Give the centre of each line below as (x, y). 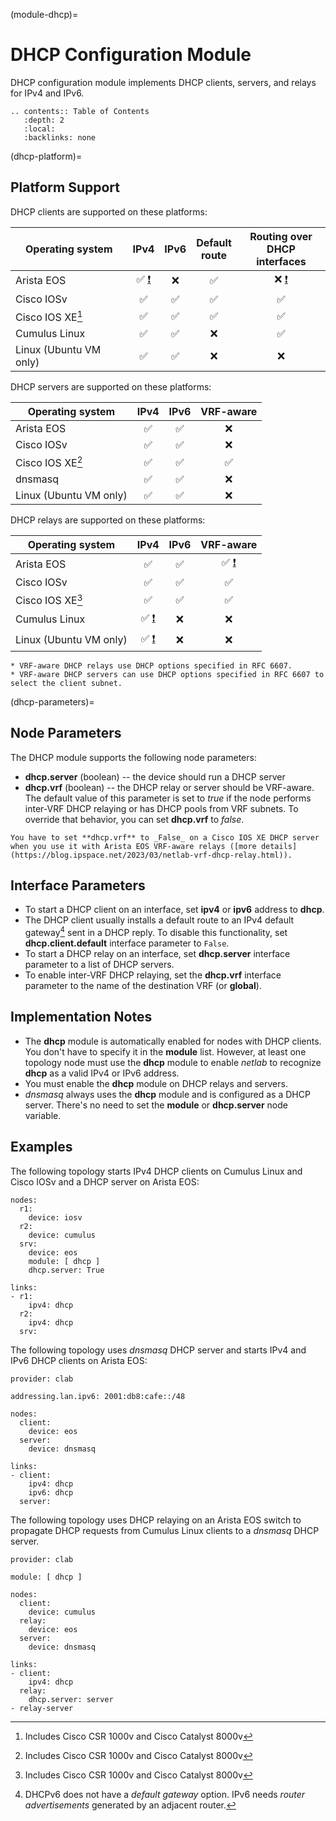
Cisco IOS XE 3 (49, 600)
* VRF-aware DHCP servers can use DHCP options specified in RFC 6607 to (167, 674)
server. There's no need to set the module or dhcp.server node (156, 1105)
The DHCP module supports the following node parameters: (133, 757)
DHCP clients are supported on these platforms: (109, 211)
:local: (39, 129)
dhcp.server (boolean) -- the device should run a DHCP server (155, 776)
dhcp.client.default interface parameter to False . (127, 943)
